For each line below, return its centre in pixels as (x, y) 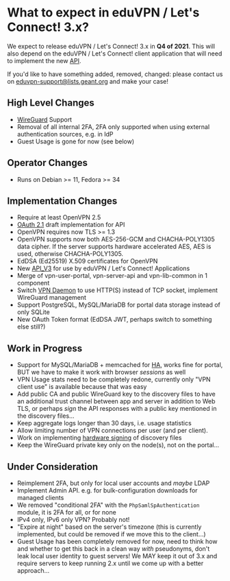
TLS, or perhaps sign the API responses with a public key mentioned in (117, 409)
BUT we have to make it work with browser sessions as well (101, 372)
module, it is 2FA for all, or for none (66, 512)
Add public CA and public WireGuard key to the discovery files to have (116, 394)
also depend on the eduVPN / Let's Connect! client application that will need (115, 54)
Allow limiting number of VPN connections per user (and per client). (112, 431)
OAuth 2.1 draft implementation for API (71, 225)
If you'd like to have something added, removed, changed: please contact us (115, 74)
